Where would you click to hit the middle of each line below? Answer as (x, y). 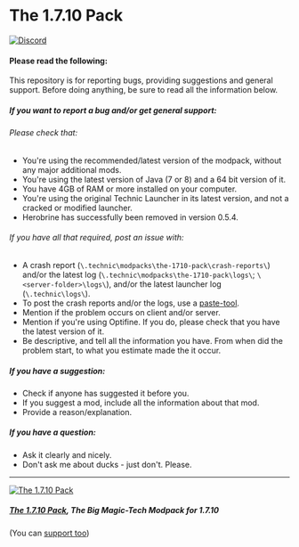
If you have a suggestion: (57, 371)
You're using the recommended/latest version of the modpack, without (152, 160)
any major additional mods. (72, 169)
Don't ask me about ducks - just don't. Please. (107, 464)
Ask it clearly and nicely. (67, 454)
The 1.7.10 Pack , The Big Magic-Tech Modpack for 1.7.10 (114, 510)
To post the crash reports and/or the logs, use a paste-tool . (131, 303)
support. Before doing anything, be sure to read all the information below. (144, 90)
